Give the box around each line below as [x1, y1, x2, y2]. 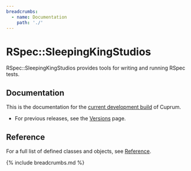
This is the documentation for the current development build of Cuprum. [6, 104, 182, 111]
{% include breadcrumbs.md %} [6, 159, 85, 166]
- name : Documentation [11, 14, 67, 20]
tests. [6, 71, 19, 78]
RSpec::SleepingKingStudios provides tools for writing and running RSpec [6, 64, 186, 71]
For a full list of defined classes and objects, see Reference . [6, 147, 152, 154]
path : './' [17, 19, 44, 25]
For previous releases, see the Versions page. [14, 115, 126, 122]
